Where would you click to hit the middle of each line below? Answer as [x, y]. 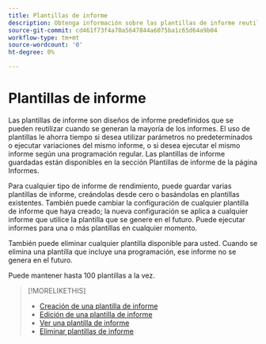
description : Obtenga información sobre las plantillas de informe [122, 23]
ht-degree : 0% [32, 52]
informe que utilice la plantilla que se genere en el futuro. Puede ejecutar [127, 219]
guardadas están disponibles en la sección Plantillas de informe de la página [133, 162]
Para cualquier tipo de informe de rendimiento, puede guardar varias [120, 186]
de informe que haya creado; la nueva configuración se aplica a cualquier [128, 211]
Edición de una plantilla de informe [96, 314]
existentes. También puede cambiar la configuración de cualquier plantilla [129, 202]
